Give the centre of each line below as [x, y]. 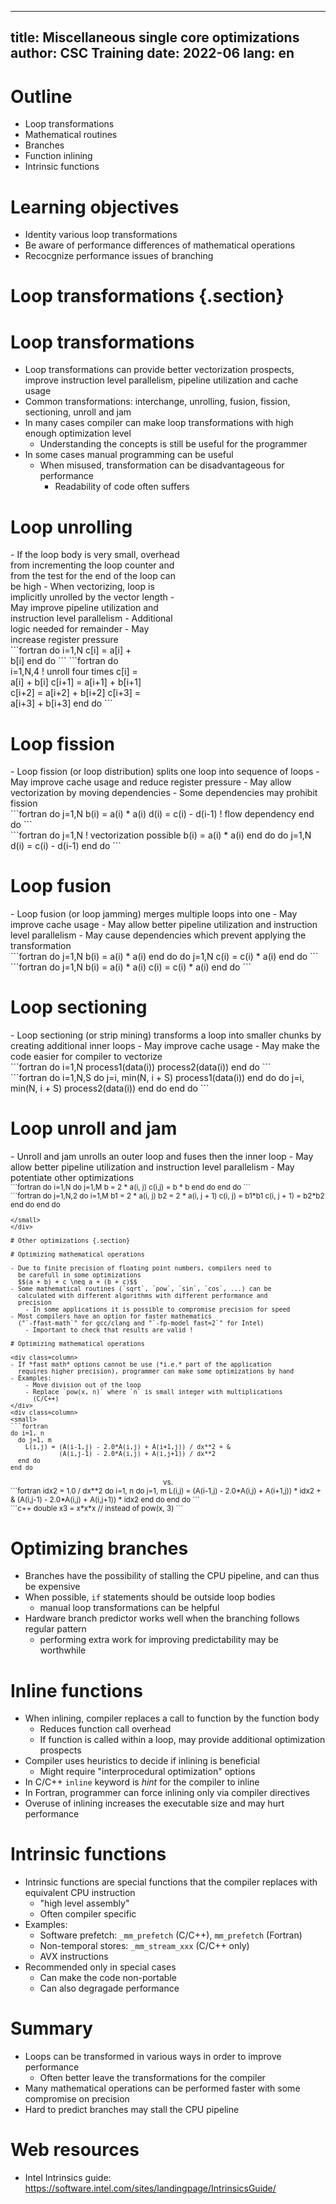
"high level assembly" [84, 1903]
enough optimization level [78, 433]
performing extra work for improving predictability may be [159, 1640]
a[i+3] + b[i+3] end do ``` [61, 703]
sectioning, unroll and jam [78, 412]
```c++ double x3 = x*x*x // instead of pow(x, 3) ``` [96, 1509]
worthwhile [63, 1650]
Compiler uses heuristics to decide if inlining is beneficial [142, 1761]
